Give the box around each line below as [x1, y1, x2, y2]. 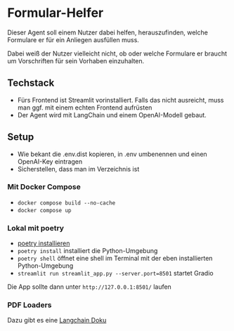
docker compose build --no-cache [17, 199, 116, 207]
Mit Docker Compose [7, 182, 81, 192]
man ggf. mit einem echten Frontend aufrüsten [17, 103, 152, 112]
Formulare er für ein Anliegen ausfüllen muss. [7, 35, 139, 44]
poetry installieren [17, 239, 70, 247]
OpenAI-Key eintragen [17, 157, 83, 166]
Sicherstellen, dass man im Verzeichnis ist [17, 164, 140, 173]
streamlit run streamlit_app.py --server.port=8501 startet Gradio [17, 269, 214, 278]
